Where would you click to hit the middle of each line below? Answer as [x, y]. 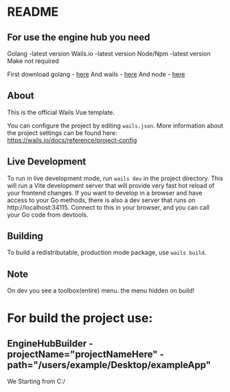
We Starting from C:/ [36, 382]
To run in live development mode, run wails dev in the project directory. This [115, 178]
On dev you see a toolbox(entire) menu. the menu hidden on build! [101, 291]
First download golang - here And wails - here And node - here [96, 74]
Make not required [33, 61]
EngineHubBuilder [47, 343]
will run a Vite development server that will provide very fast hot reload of [111, 185]
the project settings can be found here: [62, 133]
